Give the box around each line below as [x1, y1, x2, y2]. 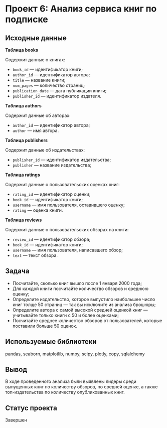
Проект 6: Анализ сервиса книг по [5, 3, 157, 15]
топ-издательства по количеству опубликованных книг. [5, 389, 125, 395]
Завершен [5, 417, 28, 423]
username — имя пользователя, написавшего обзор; [12, 247, 123, 253]
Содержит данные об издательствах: [5, 147, 85, 153]
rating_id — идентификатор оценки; [12, 191, 91, 197]
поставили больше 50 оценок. [12, 323, 78, 329]
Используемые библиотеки [5, 337, 97, 346]
